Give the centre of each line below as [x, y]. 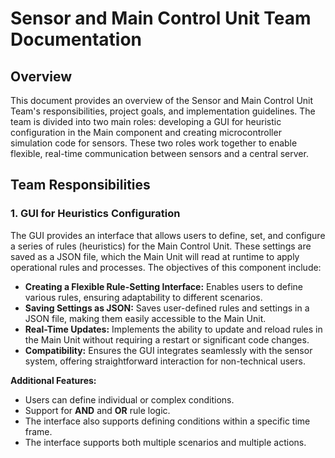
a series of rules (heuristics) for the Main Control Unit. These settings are [161, 246]
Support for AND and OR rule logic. [97, 410]
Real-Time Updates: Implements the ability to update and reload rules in [173, 329]
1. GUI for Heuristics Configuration [95, 214]
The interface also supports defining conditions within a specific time [167, 421]
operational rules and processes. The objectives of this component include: [166, 267]
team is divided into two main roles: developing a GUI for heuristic [146, 121]
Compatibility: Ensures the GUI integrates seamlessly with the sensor [168, 350]
